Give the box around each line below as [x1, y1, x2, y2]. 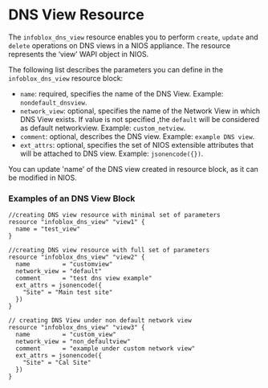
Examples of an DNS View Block [8, 193, 136, 204]
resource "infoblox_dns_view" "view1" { [8, 219, 146, 227]
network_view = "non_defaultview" [15, 337, 131, 346]
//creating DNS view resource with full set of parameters [8, 247, 210, 255]
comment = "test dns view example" [15, 275, 152, 283]
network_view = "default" [15, 268, 103, 276]
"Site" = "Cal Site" [22, 359, 91, 367]
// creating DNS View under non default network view [8, 317, 193, 325]
